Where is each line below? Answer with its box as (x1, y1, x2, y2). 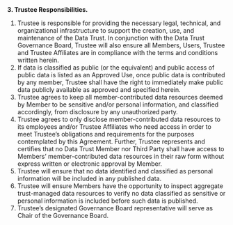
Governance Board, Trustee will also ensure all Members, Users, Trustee (17, 41, 225, 49)
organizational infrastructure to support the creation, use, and (17, 26, 195, 35)
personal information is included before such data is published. (17, 196, 198, 205)
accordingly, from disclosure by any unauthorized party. (17, 108, 179, 116)
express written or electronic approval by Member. (17, 160, 162, 168)
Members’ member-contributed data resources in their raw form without (17, 153, 225, 161)
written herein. (17, 56, 59, 65)
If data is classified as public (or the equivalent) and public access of (17, 63, 215, 72)
